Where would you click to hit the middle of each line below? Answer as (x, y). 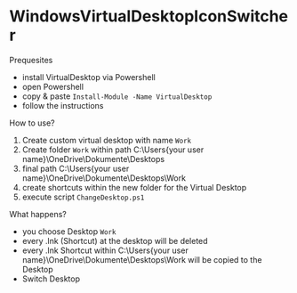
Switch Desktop (51, 279)
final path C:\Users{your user (76, 168)
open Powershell (53, 86)
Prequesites (31, 60)
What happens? (38, 214)
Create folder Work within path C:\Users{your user (113, 150)
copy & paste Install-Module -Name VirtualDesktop (117, 96)
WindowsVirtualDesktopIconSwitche (149, 16)
